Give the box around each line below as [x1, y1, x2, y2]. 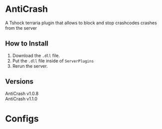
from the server [5, 25, 37, 31]
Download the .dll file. [12, 52, 60, 58]
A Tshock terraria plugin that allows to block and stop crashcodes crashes [5, 20, 158, 26]
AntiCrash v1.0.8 [5, 90, 39, 96]
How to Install [5, 40, 49, 48]
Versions [5, 78, 34, 86]
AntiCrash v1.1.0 [5, 95, 38, 102]
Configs [5, 113, 39, 124]
